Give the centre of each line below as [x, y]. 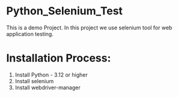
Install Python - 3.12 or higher [51, 75]
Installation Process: [59, 58]
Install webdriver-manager [48, 87]
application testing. [30, 34]
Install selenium [34, 81]
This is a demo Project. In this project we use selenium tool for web [89, 28]
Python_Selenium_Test [65, 11]
